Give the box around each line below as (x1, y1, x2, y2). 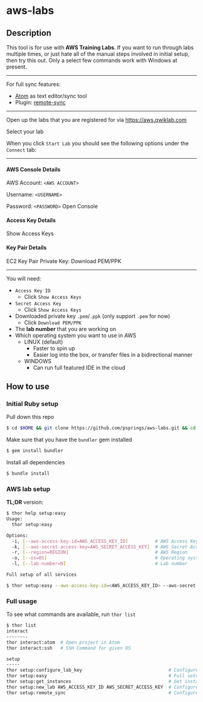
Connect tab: (6, 146, 37, 153)
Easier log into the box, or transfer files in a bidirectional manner (33, 351, 193, 358)
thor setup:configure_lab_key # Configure (6, 667, 199, 674)
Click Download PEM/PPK (24, 319, 82, 326)
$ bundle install (6, 470, 50, 476)
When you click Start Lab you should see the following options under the (6, 140, 189, 147)
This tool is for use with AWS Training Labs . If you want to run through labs (6, 44, 194, 51)
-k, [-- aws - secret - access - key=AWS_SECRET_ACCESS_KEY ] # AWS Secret (11, 544, 188, 550)
